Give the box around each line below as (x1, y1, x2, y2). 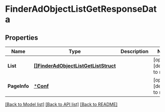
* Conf (33, 83, 49, 89)
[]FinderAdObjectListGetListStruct (33, 62, 116, 69)
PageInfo (7, 83, 29, 89)
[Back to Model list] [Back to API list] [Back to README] (5, 102, 118, 107)
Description (120, 48, 149, 55)
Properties (5, 33, 38, 42)
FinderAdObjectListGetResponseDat (5, 3, 157, 15)
